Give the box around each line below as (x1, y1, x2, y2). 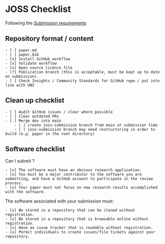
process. (5, 181, 23, 186)
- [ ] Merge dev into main (5, 118, 61, 123)
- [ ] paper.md (5, 47, 37, 53)
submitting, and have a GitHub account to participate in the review (5, 176, 153, 182)
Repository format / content (5, 34, 94, 43)
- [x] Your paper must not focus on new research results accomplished (5, 185, 157, 190)
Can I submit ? (5, 158, 35, 164)
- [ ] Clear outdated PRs (5, 114, 59, 119)
